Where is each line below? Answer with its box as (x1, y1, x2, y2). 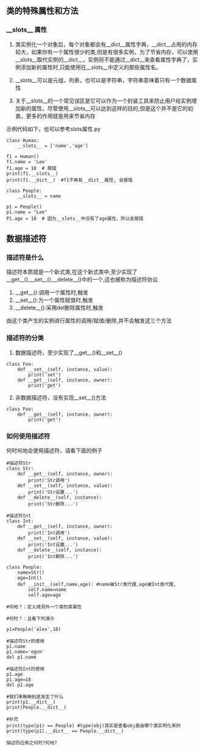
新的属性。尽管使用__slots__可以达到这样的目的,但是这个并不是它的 (20, 104, 188, 112)
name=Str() (17, 569, 45, 575)
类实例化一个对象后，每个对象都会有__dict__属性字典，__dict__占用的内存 (15, 40, 198, 48)
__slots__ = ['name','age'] (17, 143, 88, 149)
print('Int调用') (28, 530, 70, 536)
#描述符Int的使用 (6, 666, 44, 672)
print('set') (28, 371, 62, 378)
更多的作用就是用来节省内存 (26, 112, 96, 119)
